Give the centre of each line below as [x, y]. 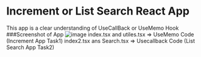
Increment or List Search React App [98, 11]
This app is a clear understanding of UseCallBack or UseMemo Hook [93, 28]
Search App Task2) [30, 47]
